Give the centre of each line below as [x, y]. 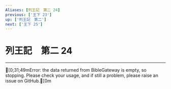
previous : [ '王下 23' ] [28, 15]
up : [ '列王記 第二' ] [26, 19]
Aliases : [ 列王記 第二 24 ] [33, 10]
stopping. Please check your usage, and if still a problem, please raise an [82, 76]
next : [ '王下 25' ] [24, 24]
